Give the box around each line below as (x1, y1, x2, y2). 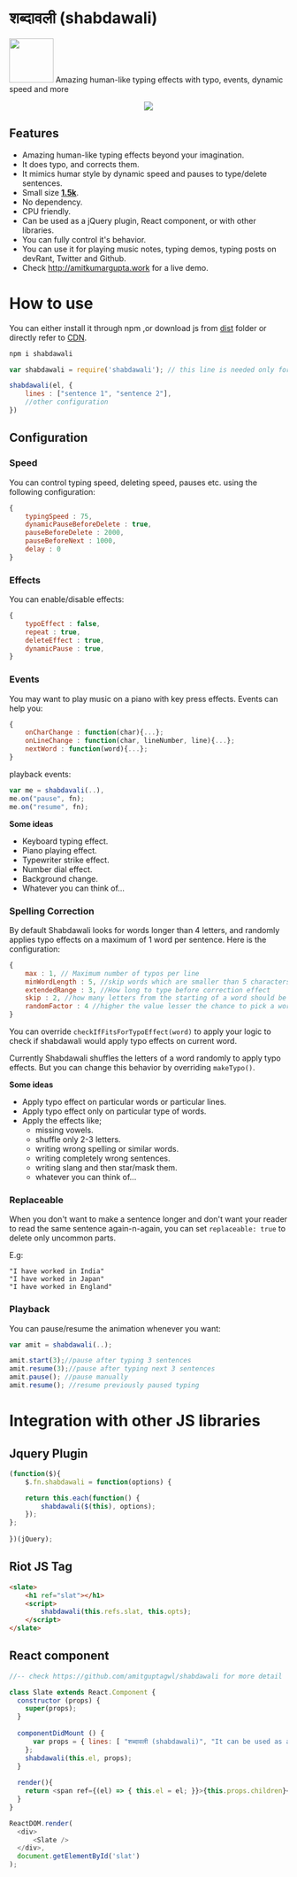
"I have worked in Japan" (9, 1275, 104, 1284)
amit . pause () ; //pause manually (9, 1372, 128, 1382)
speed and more (9, 83, 69, 94)
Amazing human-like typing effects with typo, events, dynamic (55, 74, 284, 85)
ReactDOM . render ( (9, 1819, 73, 1827)
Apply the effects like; (21, 1116, 102, 1126)
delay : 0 (25, 545, 62, 553)
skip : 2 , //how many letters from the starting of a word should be (25, 993, 287, 1003)
